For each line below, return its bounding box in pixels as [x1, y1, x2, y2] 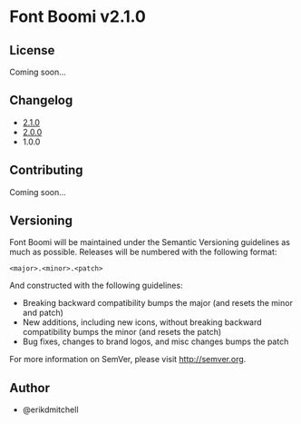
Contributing [9, 163, 83, 178]
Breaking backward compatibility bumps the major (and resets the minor [22, 298, 293, 309]
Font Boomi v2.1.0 [9, 6, 147, 27]
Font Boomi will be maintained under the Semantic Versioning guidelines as [9, 237, 290, 248]
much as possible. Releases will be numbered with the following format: [9, 247, 277, 258]
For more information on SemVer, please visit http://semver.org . [9, 354, 247, 365]
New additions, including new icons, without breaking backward [22, 317, 262, 328]
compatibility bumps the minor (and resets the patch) [22, 327, 222, 338]
